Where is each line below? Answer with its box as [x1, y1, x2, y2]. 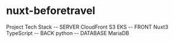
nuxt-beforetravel [6, 4, 96, 17]
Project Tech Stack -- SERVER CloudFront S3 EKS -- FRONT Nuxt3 [6, 23, 169, 30]
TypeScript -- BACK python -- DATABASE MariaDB [6, 29, 130, 36]
